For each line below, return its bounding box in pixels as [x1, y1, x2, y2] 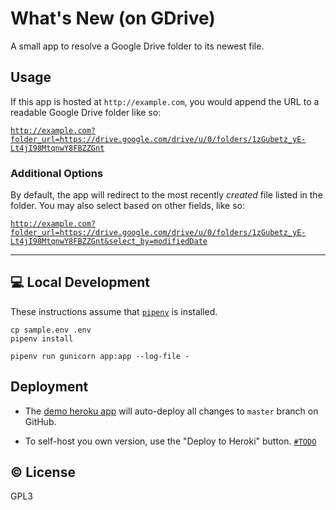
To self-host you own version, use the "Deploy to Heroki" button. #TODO [24, 435, 317, 447]
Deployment [10, 378, 89, 396]
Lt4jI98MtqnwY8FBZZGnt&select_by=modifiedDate [10, 237, 208, 247]
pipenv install [10, 333, 74, 344]
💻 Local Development [10, 274, 150, 291]
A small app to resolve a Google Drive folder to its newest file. [10, 40, 265, 52]
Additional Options [10, 166, 104, 180]
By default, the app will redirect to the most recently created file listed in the [10, 189, 323, 201]
